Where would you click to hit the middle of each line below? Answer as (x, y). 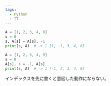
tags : (11, 10)
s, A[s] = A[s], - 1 (25, 42)
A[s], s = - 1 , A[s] (25, 64)
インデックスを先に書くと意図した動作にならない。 (57, 79)
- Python (18, 14)
